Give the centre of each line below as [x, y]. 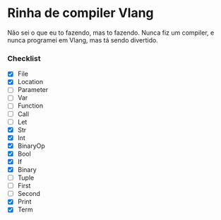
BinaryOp [31, 146]
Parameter [33, 90]
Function [30, 106]
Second [29, 194]
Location [30, 82]
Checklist [24, 58]
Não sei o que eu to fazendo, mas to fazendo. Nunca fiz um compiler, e [111, 33]
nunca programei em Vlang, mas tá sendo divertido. [83, 40]
